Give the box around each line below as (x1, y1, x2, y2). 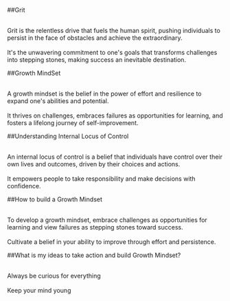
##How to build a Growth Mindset (7, 195, 103, 203)
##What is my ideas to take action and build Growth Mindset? (7, 251, 181, 259)
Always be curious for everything (7, 271, 101, 280)
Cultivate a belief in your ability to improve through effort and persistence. (7, 238, 216, 246)
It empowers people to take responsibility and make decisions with (7, 175, 196, 183)
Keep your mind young (7, 287, 71, 294)
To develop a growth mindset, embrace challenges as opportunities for (7, 216, 207, 224)
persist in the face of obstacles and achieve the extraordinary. (7, 34, 183, 42)
